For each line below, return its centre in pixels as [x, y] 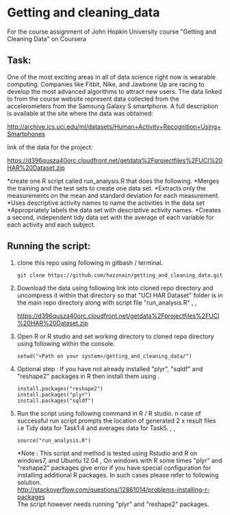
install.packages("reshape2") [60, 388]
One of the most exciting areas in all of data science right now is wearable [112, 77]
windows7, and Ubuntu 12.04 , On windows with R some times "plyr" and [119, 460]
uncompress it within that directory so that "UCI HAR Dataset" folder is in [120, 295]
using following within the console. [66, 343]
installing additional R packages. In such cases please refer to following [118, 475]
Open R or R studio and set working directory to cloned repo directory [115, 336]
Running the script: [49, 246]
